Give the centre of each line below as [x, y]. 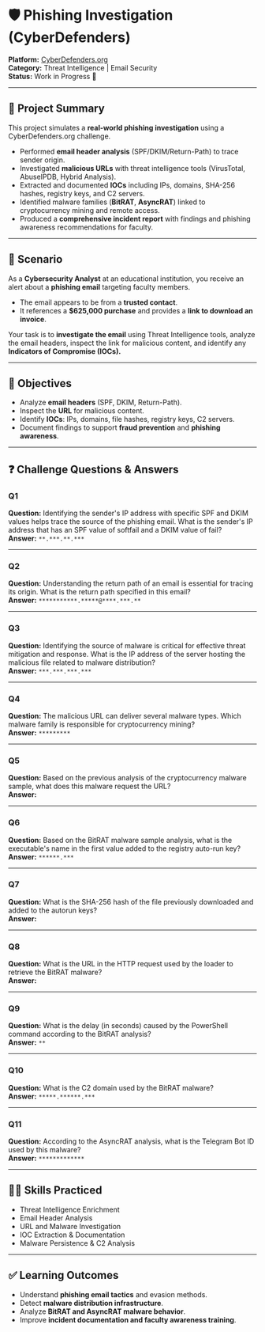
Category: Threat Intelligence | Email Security [83, 67]
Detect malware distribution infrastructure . [91, 1303]
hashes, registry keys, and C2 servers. [82, 193]
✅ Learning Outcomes [63, 1275]
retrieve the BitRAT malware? [55, 972]
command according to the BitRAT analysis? [80, 1034]
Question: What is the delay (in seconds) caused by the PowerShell [118, 1026]
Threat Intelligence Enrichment [69, 1209]
